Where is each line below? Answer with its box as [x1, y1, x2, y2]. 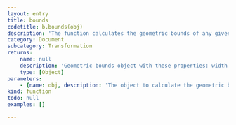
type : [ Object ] [20, 68, 65, 75]
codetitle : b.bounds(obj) [7, 23, 83, 30]
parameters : [7, 75, 42, 82]
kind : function [7, 88, 52, 95]
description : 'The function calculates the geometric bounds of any [7, 29, 212, 37]
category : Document [7, 36, 65, 43]
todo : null [7, 95, 39, 102]
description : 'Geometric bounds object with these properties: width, [20, 62, 231, 69]
